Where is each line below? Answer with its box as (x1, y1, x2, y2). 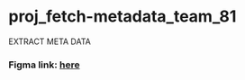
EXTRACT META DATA (8, 36, 91, 47)
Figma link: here (8, 58, 80, 71)
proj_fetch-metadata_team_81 (8, 6, 237, 27)
